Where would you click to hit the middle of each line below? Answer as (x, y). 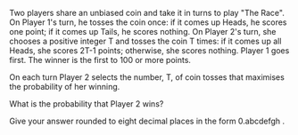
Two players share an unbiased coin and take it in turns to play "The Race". (147, 13)
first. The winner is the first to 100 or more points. (100, 60)
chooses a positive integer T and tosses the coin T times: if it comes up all (145, 41)
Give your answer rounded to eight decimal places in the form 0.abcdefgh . (147, 121)
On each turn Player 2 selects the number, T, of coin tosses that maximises (147, 77)
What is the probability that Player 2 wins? (87, 104)
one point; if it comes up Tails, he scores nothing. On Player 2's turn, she (143, 32)
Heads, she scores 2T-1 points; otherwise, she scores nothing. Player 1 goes (149, 51)
